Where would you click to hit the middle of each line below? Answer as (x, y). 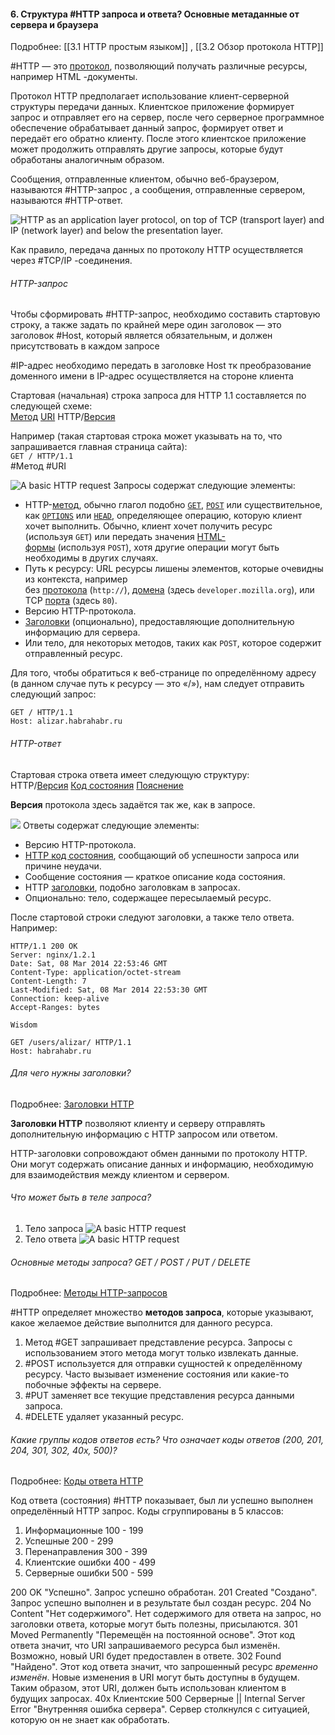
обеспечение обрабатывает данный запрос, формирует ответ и (147, 128)
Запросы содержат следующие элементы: (204, 486)
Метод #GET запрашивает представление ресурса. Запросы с (158, 1342)
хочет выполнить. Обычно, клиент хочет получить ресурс (148, 526)
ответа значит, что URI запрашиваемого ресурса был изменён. (145, 1646)
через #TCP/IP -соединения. (71, 261)
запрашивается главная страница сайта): (99, 447)
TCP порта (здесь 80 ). (71, 601)
